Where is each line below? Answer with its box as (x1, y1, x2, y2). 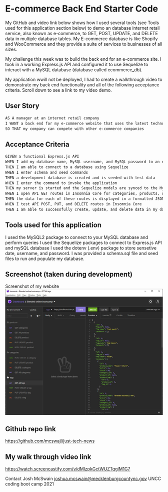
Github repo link (5, 425, 56, 433)
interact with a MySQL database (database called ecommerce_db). (5, 66, 142, 73)
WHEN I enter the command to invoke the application (5, 180, 117, 186)
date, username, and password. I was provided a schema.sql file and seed (5, 250, 158, 256)
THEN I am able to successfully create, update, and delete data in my (5, 207, 157, 212)
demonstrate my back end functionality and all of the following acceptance (5, 81, 159, 88)
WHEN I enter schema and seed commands (5, 170, 88, 175)
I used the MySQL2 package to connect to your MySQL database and (5, 234, 148, 240)
